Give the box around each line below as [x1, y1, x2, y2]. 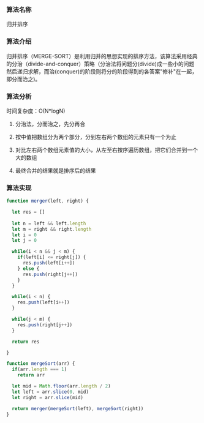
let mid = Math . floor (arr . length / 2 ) [12, 383, 111, 389]
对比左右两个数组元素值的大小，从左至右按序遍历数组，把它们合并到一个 [15, 146, 198, 154]
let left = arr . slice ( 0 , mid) [12, 389, 89, 395]
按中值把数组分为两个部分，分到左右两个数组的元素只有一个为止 [15, 133, 176, 140]
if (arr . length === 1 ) [12, 366, 67, 373]
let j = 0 [12, 238, 37, 244]
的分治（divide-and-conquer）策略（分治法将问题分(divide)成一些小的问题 [6, 60, 195, 67]
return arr [17, 372, 45, 378]
